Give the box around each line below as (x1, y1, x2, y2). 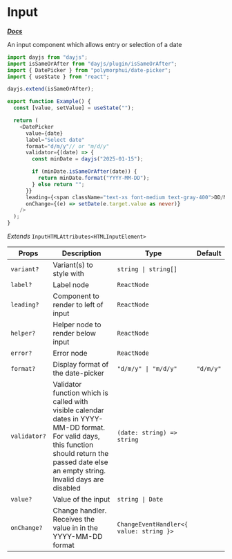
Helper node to (52, 320, 101, 329)
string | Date (117, 495, 164, 504)
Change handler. (52, 506, 107, 515)
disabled (52, 484, 81, 493)
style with (52, 269, 85, 279)
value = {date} (25, 129, 64, 137)
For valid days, (52, 432, 100, 441)
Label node (52, 280, 90, 290)
